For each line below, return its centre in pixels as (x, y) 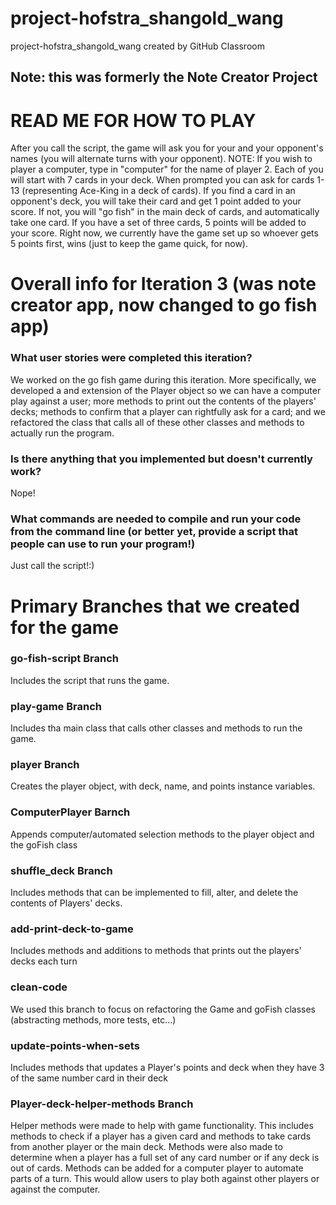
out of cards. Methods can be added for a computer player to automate (157, 1168)
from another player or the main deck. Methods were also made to (146, 1147)
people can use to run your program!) (103, 544)
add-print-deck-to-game (72, 929)
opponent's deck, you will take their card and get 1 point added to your (156, 201)
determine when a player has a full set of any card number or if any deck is (165, 1158)
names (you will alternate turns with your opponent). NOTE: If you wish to (161, 159)
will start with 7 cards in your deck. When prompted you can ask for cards (162, 180)
